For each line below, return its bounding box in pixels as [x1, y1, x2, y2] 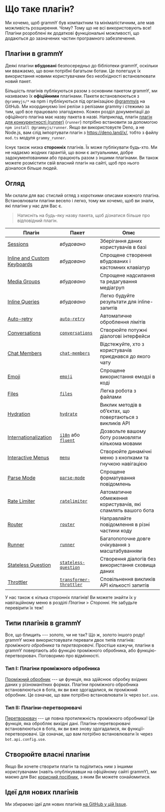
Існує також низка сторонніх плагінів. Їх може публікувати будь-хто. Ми [5, 144, 158, 150]
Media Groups [7, 278, 40, 285]
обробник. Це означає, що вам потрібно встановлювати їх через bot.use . [5, 692, 159, 698]
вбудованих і [100, 258, 131, 265]
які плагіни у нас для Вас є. [5, 203, 63, 209]
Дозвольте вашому [100, 428, 146, 434]
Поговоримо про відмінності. [38, 653, 100, 659]
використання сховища [100, 561, 156, 568]
